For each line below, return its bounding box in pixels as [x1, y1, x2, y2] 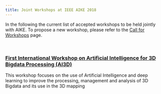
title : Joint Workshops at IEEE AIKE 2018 [5, 7, 96, 13]
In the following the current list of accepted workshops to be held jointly [5, 21, 156, 27]
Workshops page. [5, 32, 42, 38]
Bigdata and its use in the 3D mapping [5, 83, 85, 89]
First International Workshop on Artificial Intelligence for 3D [5, 54, 156, 61]
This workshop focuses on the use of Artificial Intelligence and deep [5, 72, 148, 78]
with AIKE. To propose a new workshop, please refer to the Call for [5, 26, 145, 33]
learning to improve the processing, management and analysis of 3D [5, 77, 149, 83]
